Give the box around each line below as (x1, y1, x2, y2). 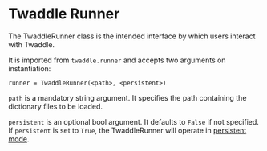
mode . (8, 133, 30, 144)
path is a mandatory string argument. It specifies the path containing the (8, 93, 247, 102)
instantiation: (8, 63, 51, 73)
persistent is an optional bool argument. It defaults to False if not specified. (8, 117, 259, 126)
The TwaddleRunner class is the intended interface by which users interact (8, 31, 256, 41)
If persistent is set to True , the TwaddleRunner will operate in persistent (8, 125, 247, 135)
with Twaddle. (8, 39, 55, 49)
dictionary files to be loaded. (8, 101, 103, 111)
